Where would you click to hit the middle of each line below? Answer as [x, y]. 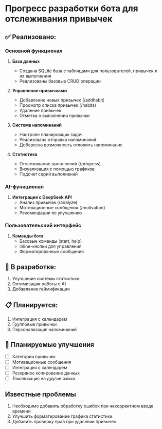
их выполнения [35, 76]
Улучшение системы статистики [46, 279]
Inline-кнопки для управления [50, 246]
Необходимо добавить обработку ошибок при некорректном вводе [83, 406]
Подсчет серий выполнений [48, 174]
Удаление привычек [40, 110]
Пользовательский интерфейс [43, 226]
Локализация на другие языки [44, 379]
